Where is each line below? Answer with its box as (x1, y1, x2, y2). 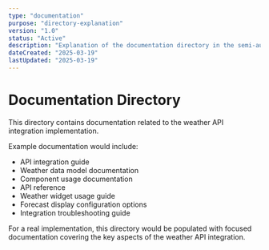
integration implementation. (8, 126, 99, 135)
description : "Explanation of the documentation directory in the (8, 42, 235, 50)
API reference (19, 182, 66, 192)
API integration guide (19, 157, 90, 167)
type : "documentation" (8, 11, 84, 20)
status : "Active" (8, 34, 66, 42)
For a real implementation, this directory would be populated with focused (8, 224, 252, 233)
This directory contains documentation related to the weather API (8, 117, 224, 127)
